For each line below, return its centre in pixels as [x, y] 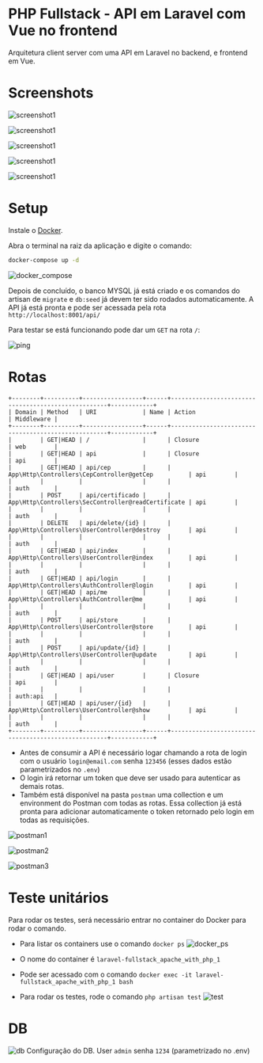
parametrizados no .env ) [60, 769]
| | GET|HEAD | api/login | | [90, 578]
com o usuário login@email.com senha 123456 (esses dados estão [126, 760]
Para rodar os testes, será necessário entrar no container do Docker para [127, 920]
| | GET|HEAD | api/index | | [90, 551]
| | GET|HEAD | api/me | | [90, 592]
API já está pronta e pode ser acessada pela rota [87, 307]
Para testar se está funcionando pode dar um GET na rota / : [104, 330]
